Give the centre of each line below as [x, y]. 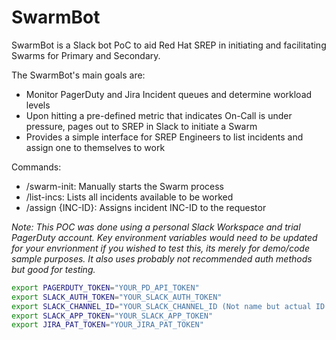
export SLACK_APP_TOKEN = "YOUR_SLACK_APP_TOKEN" [112, 316]
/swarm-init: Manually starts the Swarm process [124, 186]
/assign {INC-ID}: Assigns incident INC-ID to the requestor [146, 207]
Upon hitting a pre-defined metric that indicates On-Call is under [159, 115]
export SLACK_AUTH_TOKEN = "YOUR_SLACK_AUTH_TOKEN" [117, 297]
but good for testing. [53, 269]
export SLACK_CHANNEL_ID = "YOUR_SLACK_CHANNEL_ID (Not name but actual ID [168, 306]
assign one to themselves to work [95, 147]
